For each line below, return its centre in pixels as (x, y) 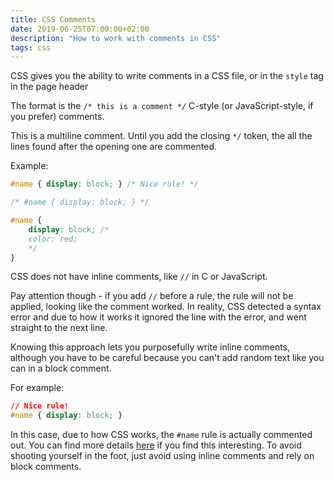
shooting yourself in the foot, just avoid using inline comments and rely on (162, 456)
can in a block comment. (61, 368)
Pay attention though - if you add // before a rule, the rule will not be (152, 296)
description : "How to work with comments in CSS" (116, 38)
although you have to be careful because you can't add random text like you (167, 358)
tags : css (31, 47)
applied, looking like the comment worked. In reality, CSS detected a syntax (166, 307)
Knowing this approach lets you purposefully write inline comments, (150, 347)
